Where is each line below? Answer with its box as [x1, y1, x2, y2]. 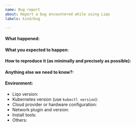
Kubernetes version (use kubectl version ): [12, 96, 98, 102]
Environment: [5, 80, 33, 86]
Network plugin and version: [12, 106, 69, 112]
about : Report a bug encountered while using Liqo [5, 12, 110, 17]
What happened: [5, 35, 40, 42]
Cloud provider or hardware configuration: [12, 101, 97, 107]
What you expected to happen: [5, 47, 69, 53]
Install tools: [12, 112, 37, 118]
